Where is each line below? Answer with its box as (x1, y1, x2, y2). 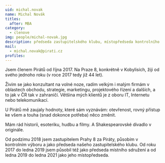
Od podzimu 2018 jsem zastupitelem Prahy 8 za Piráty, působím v (5, 136, 138, 142)
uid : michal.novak (5, 7, 43, 12)
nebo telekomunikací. (5, 97, 49, 103)
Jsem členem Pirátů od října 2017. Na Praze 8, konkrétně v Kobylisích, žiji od (5, 67, 160, 73)
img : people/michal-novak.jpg (5, 35, 67, 40)
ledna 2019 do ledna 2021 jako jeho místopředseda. (5, 152, 109, 158)
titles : (5, 16, 21, 21)
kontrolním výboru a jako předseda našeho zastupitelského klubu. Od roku (5, 142, 156, 148)
